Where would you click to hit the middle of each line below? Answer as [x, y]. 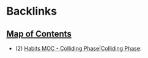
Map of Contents [39, 34]
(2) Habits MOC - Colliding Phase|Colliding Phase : [78, 48]
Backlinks [32, 11]
